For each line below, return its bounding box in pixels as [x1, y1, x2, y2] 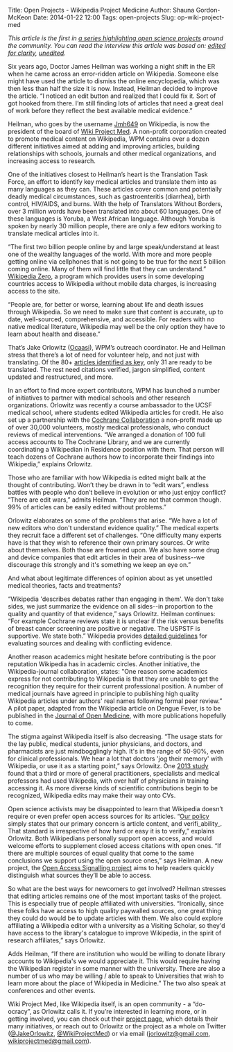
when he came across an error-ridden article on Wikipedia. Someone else [8, 69, 219, 78]
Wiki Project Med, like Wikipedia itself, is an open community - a [8, 1000, 191, 1008]
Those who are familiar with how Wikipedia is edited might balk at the [8, 473, 207, 482]
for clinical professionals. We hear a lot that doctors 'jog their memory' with [8, 754, 223, 763]
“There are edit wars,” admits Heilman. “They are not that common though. [8, 495, 221, 504]
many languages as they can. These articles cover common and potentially [8, 185, 223, 193]
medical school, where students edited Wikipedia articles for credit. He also [8, 409, 224, 416]
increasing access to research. [8, 157, 96, 165]
